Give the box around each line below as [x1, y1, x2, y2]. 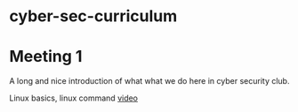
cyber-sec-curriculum [9, 6, 178, 26]
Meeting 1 [9, 47, 83, 67]
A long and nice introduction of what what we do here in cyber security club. [9, 76, 290, 86]
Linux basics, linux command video [9, 93, 139, 103]
